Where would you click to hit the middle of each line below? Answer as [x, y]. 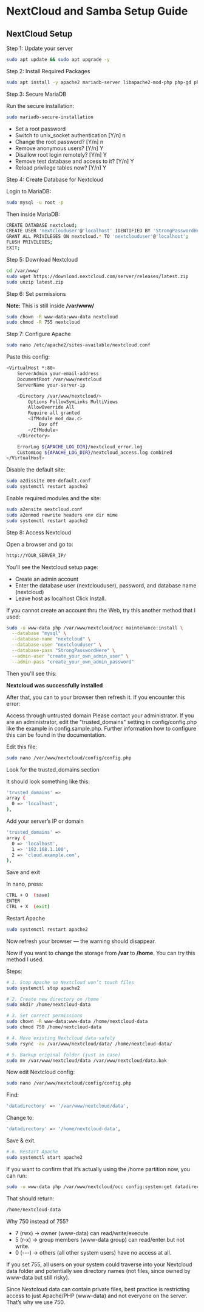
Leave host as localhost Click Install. [60, 598]
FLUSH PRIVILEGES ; [29, 242]
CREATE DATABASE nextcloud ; [42, 225]
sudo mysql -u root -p [35, 203]
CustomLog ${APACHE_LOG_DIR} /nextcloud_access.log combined [95, 453]
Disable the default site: [36, 470]
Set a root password [40, 129]
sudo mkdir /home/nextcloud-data [49, 1005]
